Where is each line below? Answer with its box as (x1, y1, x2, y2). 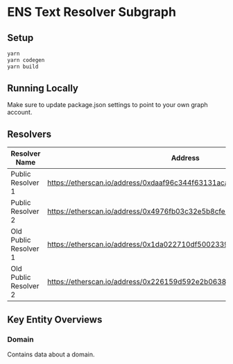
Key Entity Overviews (7, 313, 103, 325)
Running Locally (7, 83, 78, 94)
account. (7, 108, 33, 117)
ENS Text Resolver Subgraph (7, 4, 177, 20)
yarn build (7, 63, 39, 70)
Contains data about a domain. (7, 350, 95, 358)
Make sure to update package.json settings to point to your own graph (7, 101, 208, 109)
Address (171, 154, 200, 163)
